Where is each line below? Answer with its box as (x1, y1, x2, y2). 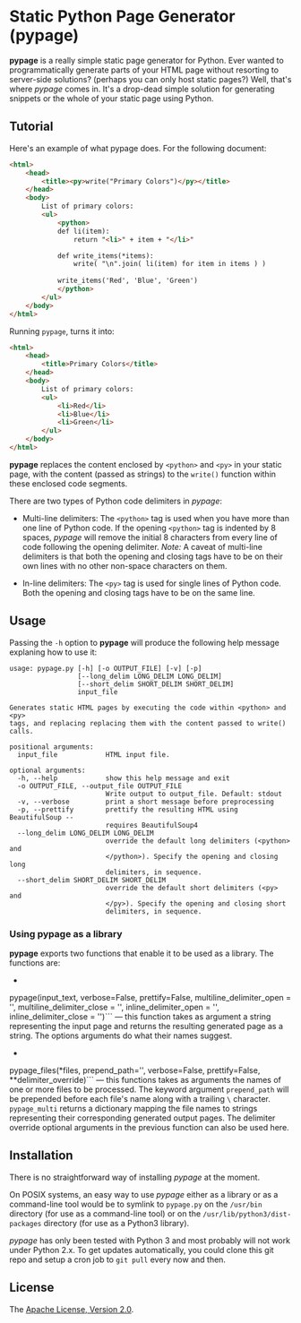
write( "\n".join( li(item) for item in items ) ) (73, 260, 267, 269)
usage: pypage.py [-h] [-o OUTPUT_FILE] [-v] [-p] (9, 664, 202, 673)
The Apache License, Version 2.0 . (9, 1303, 134, 1314)
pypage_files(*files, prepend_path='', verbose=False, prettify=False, (9, 1064, 261, 1076)
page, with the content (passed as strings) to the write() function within (9, 468, 276, 479)
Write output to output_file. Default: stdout (105, 789, 282, 798)
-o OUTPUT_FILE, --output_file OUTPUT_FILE (17, 781, 182, 790)
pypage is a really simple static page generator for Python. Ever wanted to (9, 55, 284, 65)
